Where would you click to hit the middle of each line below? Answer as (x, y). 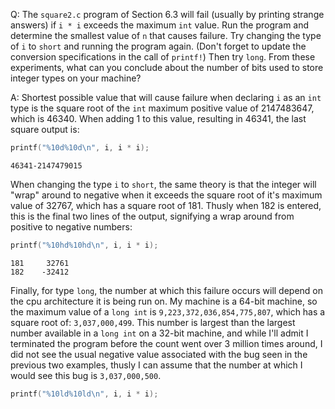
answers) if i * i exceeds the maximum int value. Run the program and (160, 25)
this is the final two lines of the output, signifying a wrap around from (152, 216)
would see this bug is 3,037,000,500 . (86, 375)
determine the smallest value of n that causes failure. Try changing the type (166, 35)
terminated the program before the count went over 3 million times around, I (166, 343)
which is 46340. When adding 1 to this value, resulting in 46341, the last (158, 118)
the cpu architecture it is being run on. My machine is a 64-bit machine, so (164, 301)
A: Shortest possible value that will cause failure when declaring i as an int (166, 97)
